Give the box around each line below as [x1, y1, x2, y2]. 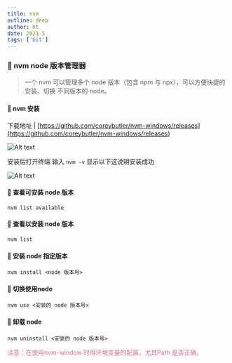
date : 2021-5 [7, 29, 46, 37]
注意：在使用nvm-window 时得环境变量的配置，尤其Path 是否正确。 [7, 348, 203, 357]
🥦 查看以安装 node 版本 [7, 220, 74, 228]
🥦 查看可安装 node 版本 [7, 188, 74, 197]
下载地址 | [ [7, 121, 40, 130]
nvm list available [7, 204, 64, 211]
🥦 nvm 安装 [7, 105, 40, 113]
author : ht [7, 23, 39, 30]
